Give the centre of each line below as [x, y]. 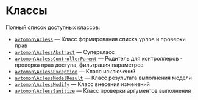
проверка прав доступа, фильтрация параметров [79, 65]
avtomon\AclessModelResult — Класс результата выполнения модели [103, 78]
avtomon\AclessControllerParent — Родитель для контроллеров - [99, 58]
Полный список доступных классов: [53, 27]
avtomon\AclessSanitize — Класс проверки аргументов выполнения [103, 90]
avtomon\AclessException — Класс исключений [75, 71]
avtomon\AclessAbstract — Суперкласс [65, 52]
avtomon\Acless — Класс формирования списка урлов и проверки [100, 39]
